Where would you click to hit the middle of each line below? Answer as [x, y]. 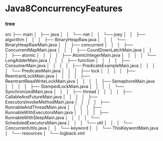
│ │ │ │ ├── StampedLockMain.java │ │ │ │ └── [65, 87]
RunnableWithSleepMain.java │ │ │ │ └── [52, 117]
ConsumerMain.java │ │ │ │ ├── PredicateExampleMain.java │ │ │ [80, 66]
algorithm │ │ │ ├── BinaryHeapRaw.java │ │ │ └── [66, 40]
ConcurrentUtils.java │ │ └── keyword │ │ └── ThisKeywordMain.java [82, 128]
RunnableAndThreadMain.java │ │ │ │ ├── [53, 107]
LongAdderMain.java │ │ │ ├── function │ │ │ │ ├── [68, 60]
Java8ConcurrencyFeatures [64, 9]
